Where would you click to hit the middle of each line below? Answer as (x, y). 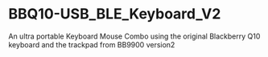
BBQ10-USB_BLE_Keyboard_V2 (115, 14)
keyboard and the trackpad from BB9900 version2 (92, 44)
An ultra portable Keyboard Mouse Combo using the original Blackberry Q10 (134, 36)
